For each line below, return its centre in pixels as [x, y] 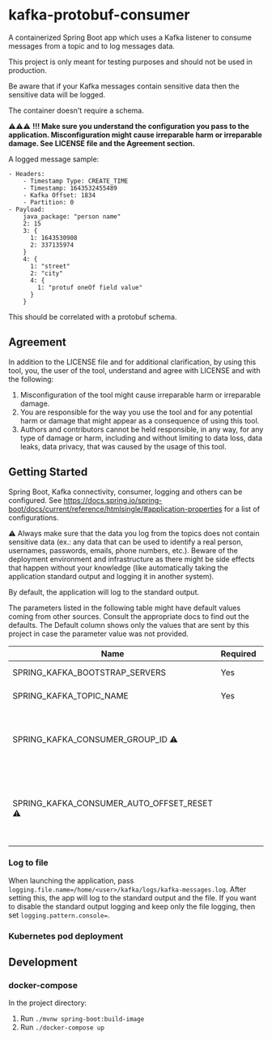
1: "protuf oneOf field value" [90, 287]
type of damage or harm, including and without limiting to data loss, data [141, 438]
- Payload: [27, 209]
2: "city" [46, 273]
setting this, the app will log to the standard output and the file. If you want [132, 897]
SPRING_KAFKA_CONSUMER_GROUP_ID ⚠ [95, 739]
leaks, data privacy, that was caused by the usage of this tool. [123, 446]
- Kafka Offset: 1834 [59, 195]
